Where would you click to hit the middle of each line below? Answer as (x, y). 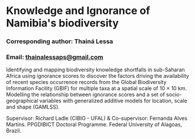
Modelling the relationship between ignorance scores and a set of (86, 95)
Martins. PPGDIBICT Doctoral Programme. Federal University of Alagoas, (94, 124)
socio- (174, 95)
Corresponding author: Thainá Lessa (60, 41)
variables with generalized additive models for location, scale (113, 101)
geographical (22, 101)
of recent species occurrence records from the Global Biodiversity (86, 82)
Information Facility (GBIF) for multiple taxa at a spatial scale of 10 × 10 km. (97, 88)
